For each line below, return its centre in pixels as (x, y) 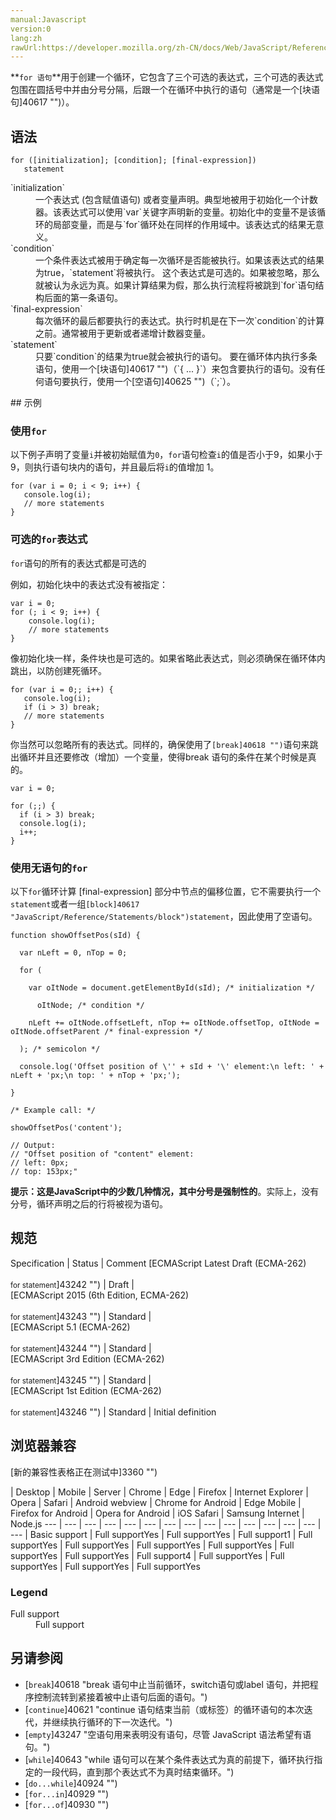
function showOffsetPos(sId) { (75, 935)
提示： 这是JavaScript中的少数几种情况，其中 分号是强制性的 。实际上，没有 (165, 1191)
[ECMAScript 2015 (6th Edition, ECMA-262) (100, 1295)
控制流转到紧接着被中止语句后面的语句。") (120, 1697)
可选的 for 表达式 (49, 539)
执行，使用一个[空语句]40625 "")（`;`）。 (152, 382)
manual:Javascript (48, 19)
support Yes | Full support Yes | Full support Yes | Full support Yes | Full (152, 1545)
